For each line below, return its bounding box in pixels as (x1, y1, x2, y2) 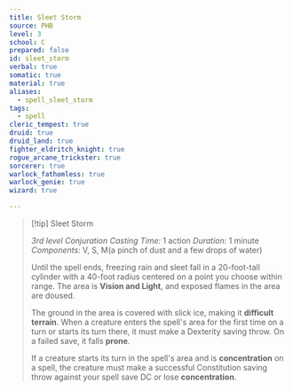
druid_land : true (9, 137, 74, 145)
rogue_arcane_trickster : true (9, 152, 122, 162)
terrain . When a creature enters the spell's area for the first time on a (30, 317, 284, 327)
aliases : (9, 87, 42, 96)
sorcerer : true (9, 161, 66, 170)
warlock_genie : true (9, 178, 86, 187)
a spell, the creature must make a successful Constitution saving (30, 363, 268, 372)
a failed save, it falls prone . (30, 336, 131, 346)
